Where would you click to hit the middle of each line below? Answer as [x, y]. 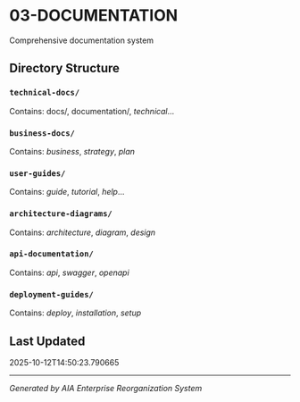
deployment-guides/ [51, 294]
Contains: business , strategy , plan [72, 151]
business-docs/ [42, 133]
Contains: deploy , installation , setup [75, 313]
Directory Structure [65, 68]
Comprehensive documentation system [82, 40]
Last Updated [47, 341]
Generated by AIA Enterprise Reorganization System [106, 388]
